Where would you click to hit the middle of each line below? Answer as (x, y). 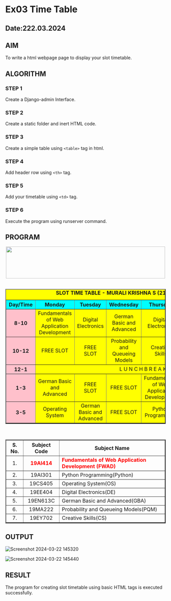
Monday (55, 305)
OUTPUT (20, 537)
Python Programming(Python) (98, 475)
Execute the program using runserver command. (56, 221)
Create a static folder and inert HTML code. (51, 124)
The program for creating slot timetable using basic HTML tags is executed (84, 587)
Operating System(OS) (89, 484)
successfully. (19, 593)
